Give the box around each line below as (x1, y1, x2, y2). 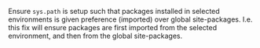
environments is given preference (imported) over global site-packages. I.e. (8, 15, 253, 24)
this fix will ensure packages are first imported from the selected (8, 23, 218, 32)
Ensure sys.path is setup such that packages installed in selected (8, 7, 220, 15)
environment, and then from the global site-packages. (8, 31, 183, 40)
